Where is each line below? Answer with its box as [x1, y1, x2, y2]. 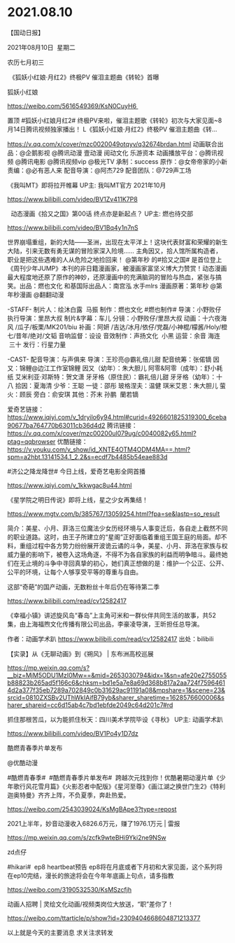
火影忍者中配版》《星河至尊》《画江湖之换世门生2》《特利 [65, 782, 226, 790]
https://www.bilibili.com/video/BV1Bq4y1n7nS [7, 223, 138, 232]
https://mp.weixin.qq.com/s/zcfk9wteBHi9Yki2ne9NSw [7, 833, 166, 841]
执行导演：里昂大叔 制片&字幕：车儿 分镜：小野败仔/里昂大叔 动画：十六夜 [7, 314, 221, 322]
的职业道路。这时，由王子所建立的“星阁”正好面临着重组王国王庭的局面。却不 [7, 533, 227, 541]
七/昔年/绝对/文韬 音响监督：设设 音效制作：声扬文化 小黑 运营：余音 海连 [7, 331, 220, 340]
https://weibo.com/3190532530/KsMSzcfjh [7, 885, 131, 893]
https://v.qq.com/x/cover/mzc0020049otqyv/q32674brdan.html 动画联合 [7, 139, 218, 148]
